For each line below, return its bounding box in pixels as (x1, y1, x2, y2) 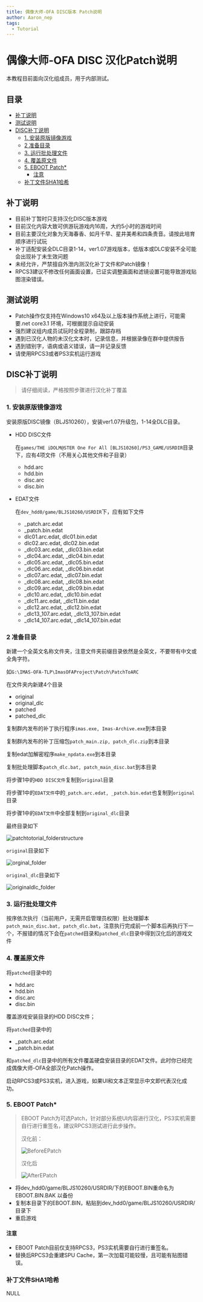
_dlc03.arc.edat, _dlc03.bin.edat (24, 546, 105, 553)
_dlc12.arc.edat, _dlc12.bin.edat (24, 603, 101, 611)
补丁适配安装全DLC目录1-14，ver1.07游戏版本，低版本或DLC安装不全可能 (14, 245, 197, 252)
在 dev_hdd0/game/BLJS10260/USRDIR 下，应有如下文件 (14, 508, 144, 515)
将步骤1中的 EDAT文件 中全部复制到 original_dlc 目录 (6, 810, 130, 817)
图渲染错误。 (14, 275, 47, 283)
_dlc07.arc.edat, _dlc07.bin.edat (24, 571, 103, 578)
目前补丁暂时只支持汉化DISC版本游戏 (14, 215, 108, 222)
